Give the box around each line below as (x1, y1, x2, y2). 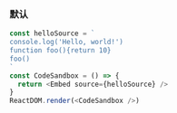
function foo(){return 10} (9, 46, 112, 55)
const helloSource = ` (9, 29, 95, 38)
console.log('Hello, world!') (9, 38, 124, 47)
